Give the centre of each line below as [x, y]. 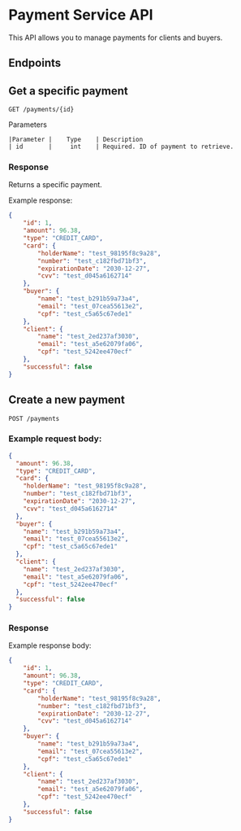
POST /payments [34, 418]
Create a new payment [67, 400]
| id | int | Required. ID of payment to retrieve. [121, 147]
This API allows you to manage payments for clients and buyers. [116, 37]
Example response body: [50, 645]
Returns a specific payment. [56, 185]
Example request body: [55, 439]
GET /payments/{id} [41, 110]
